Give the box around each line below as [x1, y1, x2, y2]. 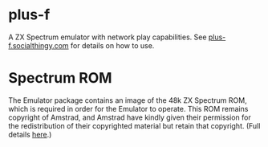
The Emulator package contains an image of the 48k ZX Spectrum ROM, [8, 95, 247, 105]
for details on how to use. [71, 40, 155, 50]
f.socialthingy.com [8, 40, 70, 50]
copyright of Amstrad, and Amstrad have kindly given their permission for [8, 112, 251, 122]
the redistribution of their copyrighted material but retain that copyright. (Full [8, 120, 261, 130]
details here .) [8, 129, 52, 139]
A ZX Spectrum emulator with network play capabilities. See [8, 32, 207, 42]
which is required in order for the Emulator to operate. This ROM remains [8, 104, 249, 113]
